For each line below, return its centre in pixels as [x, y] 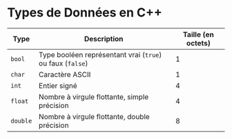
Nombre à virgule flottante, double [94, 116]
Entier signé [58, 85]
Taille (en [198, 34]
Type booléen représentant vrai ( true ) [100, 54]
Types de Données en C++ [85, 13]
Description [104, 39]
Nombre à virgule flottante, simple [94, 96]
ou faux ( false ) [64, 63]
